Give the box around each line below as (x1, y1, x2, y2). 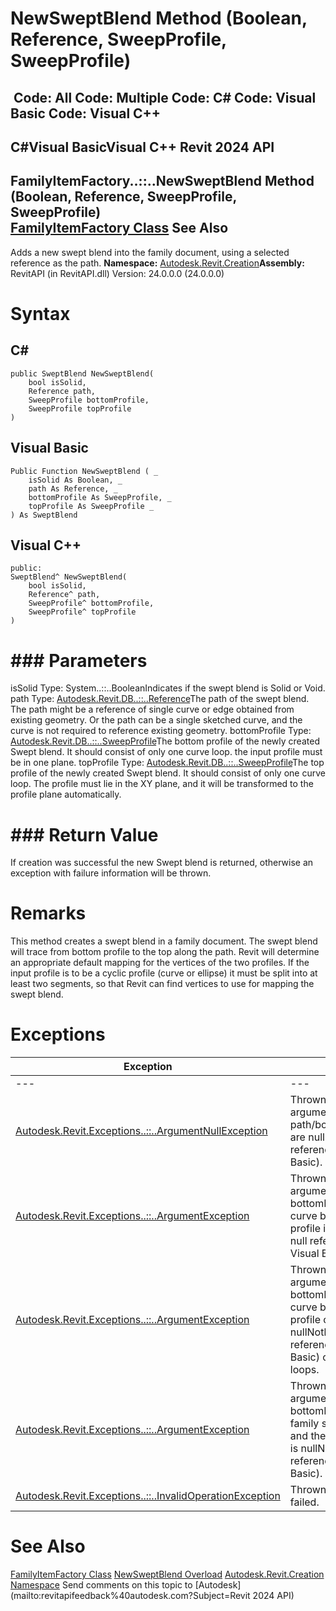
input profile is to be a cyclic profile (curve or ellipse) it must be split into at (10, 967, 318, 979)
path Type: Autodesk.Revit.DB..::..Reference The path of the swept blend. (10, 693, 310, 705)
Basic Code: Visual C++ (10, 105, 162, 122)
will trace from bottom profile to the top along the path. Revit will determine (10, 946, 320, 958)
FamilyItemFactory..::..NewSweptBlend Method (10, 173, 315, 190)
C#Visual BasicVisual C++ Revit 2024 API (10, 138, 275, 156)
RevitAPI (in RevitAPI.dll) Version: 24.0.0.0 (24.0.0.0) (10, 267, 225, 279)
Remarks (10, 902, 87, 925)
